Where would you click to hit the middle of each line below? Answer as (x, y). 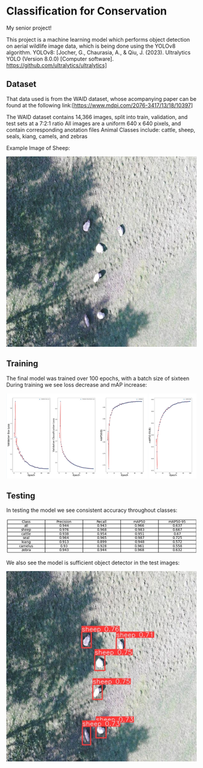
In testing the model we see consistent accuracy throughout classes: (92, 510)
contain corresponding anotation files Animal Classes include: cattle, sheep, (101, 130)
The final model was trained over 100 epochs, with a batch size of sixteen (98, 378)
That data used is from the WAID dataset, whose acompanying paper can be (101, 98)
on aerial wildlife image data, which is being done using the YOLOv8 (91, 46)
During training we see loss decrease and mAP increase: (77, 384)
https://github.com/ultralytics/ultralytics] (57, 65)
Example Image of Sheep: (38, 148)
